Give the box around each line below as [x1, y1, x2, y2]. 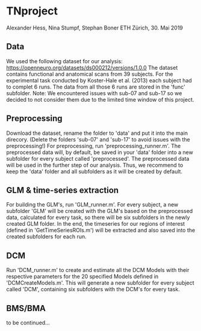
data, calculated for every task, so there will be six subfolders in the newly [6, 214, 190, 221]
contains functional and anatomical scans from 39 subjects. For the [6, 70, 173, 78]
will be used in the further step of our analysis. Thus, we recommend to [6, 161, 184, 169]
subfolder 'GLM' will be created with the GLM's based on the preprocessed [6, 208, 193, 215]
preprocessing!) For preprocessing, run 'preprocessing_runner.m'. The [6, 142, 181, 149]
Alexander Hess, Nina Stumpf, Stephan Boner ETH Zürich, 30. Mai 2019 [6, 24, 184, 31]
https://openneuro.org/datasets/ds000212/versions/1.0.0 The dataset [6, 64, 178, 71]
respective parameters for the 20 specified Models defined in [6, 273, 159, 280]
